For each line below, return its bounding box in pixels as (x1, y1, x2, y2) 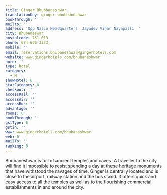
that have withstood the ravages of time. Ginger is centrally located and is (5, 168, 159, 174)
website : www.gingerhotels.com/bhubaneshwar (5, 54, 100, 60)
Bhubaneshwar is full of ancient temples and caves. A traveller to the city (5, 158, 157, 163)
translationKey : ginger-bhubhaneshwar (5, 12, 87, 17)
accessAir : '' (5, 96, 35, 102)
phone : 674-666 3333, (5, 40, 51, 45)
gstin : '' (5, 125, 26, 130)
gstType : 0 (5, 120, 28, 125)
